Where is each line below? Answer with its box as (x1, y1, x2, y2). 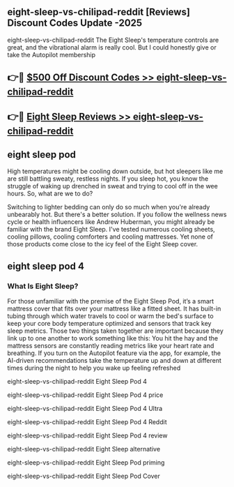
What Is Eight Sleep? (7, 281, 79, 291)
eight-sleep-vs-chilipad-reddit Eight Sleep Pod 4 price (7, 391, 164, 399)
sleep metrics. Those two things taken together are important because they (7, 327, 224, 335)
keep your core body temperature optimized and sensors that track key (7, 320, 212, 328)
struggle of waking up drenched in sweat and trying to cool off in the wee (7, 182, 218, 190)
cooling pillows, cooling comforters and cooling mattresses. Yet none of (7, 232, 214, 241)
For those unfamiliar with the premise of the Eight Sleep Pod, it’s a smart (7, 297, 214, 306)
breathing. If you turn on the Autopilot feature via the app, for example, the (7, 349, 221, 357)
